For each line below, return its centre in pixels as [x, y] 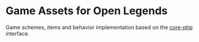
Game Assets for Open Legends [87, 11]
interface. [17, 33]
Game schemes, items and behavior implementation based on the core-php [99, 27]
